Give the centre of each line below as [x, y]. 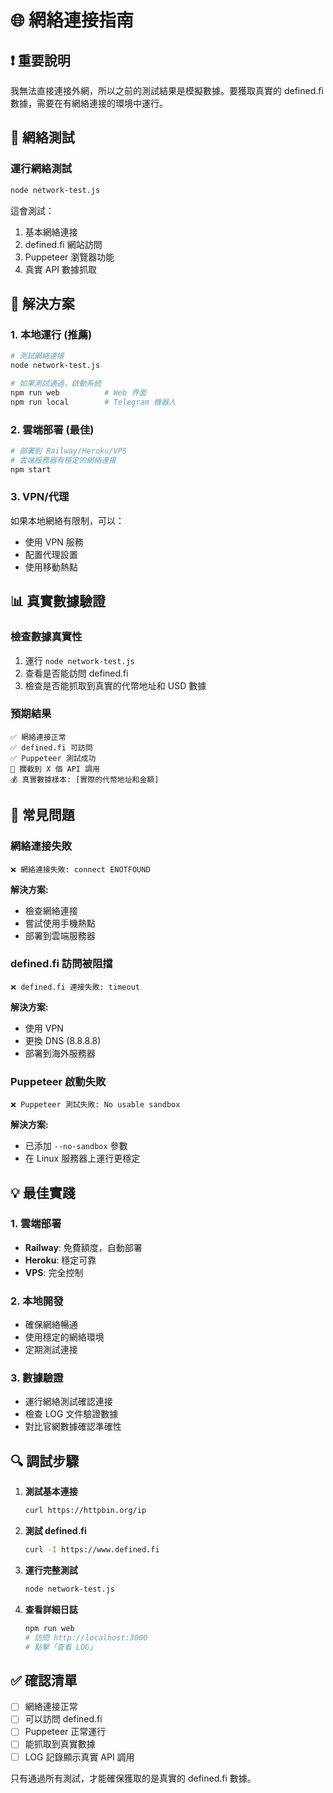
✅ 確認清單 [44, 1680]
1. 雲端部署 [36, 1224]
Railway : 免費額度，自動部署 [83, 1247]
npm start [31, 469]
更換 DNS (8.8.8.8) [63, 1040]
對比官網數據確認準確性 [73, 1427]
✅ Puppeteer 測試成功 [53, 758]
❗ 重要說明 [40, 60]
